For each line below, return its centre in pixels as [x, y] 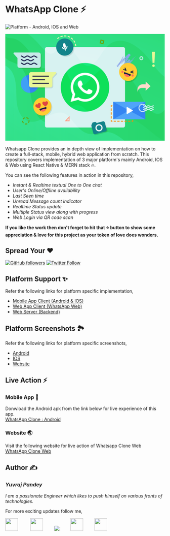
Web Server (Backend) [36, 312]
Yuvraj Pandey [24, 485]
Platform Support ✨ [37, 279]
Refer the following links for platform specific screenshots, [66, 343]
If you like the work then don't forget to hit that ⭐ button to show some [80, 227]
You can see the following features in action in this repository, [70, 175]
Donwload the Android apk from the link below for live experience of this [81, 408]
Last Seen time [28, 196]
